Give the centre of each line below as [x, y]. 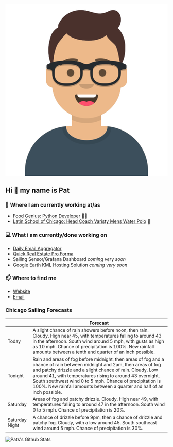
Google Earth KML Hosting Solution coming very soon [70, 265]
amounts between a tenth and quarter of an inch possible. [94, 352]
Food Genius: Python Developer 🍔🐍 [50, 216]
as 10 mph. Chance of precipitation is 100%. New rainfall [93, 346]
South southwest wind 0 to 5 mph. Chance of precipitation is [97, 381]
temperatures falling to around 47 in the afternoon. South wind [99, 404]
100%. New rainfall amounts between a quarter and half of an [98, 386]
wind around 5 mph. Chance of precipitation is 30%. [88, 428]
